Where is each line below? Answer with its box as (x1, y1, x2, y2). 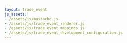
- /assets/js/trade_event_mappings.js (4, 26, 85, 31)
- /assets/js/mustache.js (4, 16, 58, 21)
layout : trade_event (4, 7, 48, 12)
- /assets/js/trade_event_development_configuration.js (4, 30, 123, 35)
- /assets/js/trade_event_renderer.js (4, 21, 85, 26)
